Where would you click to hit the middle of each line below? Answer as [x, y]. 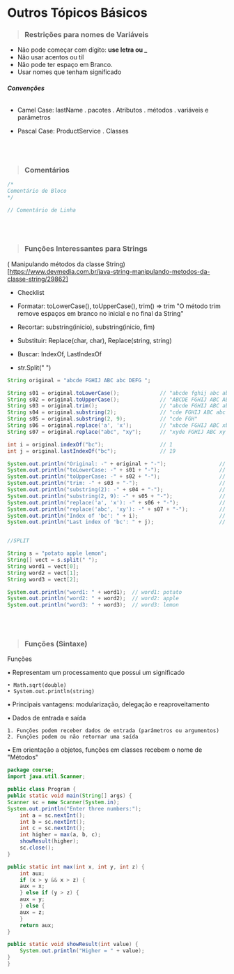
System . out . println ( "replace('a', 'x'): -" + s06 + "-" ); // [117, 502]
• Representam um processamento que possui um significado [96, 673]
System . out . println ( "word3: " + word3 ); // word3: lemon [93, 605]
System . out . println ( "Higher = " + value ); [82, 951]
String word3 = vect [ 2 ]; [43, 579]
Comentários [47, 170]
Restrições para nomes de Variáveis [86, 35]
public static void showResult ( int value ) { [73, 945]
